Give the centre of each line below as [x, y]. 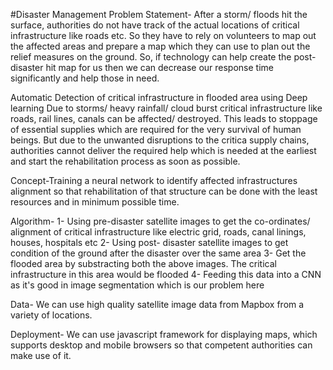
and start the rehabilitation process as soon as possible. [125, 161]
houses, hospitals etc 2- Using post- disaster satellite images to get [149, 242]
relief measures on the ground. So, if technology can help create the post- [163, 57]
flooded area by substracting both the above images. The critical [143, 263]
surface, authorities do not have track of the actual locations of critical [155, 25]
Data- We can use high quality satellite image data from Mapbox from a [157, 304]
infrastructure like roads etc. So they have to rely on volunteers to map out [163, 35]
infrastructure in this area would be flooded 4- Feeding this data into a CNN [166, 274]
